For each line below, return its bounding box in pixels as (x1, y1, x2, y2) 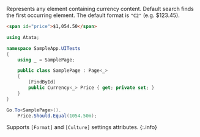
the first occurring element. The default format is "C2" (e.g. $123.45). (6, 12, 180, 19)
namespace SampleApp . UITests (6, 45, 81, 51)
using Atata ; (6, 34, 40, 40)
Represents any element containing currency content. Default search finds (6, 5, 194, 12)
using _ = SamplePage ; (17, 57, 75, 63)
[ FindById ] (28, 79, 56, 85)
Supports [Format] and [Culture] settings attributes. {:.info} (6, 124, 157, 131)
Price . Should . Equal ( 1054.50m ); (17, 113, 97, 119)
